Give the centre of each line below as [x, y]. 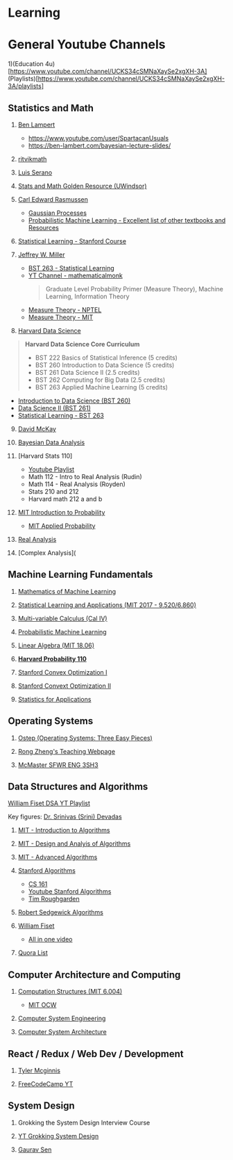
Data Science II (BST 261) [54, 408]
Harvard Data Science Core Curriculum [82, 344]
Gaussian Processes [58, 213]
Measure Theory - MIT [61, 317]
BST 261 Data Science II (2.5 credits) [88, 372]
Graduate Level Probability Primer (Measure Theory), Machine [135, 289]
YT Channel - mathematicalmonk [76, 275]
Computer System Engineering [62, 1018]
